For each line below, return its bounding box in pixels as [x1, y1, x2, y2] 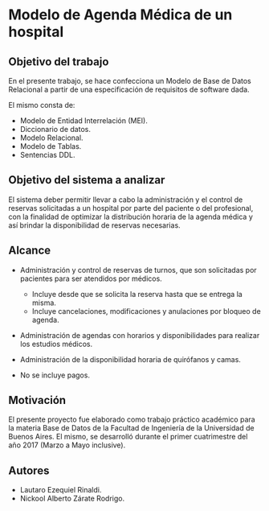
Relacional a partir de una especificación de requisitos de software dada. [8, 84, 251, 94]
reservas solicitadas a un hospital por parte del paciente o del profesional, [8, 203, 254, 212]
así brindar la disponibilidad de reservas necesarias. [8, 220, 181, 230]
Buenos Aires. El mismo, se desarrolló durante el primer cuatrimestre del [8, 432, 248, 442]
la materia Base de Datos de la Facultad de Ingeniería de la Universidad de [8, 423, 255, 433]
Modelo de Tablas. [19, 142, 82, 150]
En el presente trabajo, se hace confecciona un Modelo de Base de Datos [8, 76, 251, 85]
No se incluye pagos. [19, 370, 91, 380]
